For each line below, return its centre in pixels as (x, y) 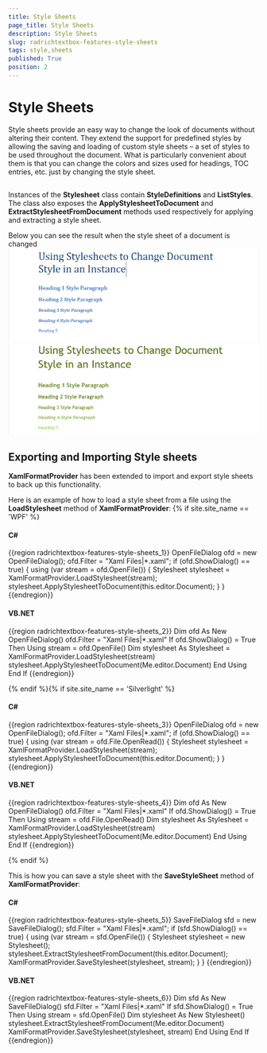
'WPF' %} (24, 517)
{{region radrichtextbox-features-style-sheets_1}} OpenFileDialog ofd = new (133, 553)
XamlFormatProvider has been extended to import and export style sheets (131, 476)
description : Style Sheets (53, 33)
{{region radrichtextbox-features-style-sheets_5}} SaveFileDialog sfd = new (132, 920)
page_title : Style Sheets (51, 25)
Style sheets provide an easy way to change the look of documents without (132, 129)
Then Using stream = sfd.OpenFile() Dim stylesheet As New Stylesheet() (127, 1015)
